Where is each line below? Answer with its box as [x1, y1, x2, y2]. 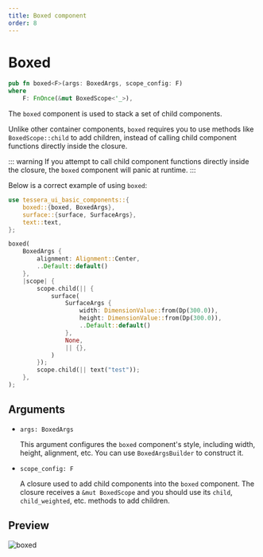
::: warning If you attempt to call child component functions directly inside [8, 157, 249, 167]
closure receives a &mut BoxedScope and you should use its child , [19, 487, 233, 496]
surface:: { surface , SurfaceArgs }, [22, 210, 137, 219]
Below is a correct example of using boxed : [8, 181, 148, 190]
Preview [8, 519, 50, 532]
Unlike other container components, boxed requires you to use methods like [8, 124, 254, 134]
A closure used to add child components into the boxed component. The [19, 479, 255, 488]
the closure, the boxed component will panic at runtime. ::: [8, 165, 196, 175]
